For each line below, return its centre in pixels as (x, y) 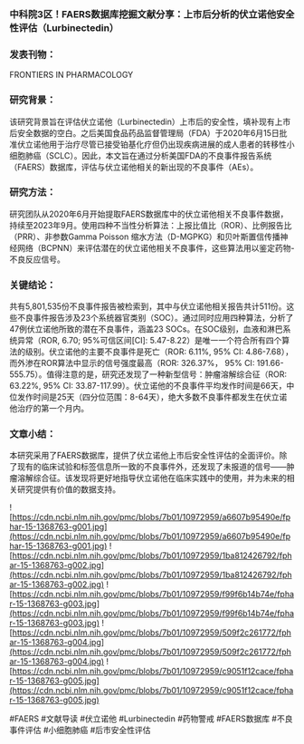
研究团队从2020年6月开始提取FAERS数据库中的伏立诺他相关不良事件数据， (149, 214)
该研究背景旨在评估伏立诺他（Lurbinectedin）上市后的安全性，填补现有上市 (150, 121)
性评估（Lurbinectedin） (64, 27)
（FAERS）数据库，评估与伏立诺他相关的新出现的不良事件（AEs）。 (134, 167)
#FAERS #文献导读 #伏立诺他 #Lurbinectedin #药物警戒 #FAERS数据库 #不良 (151, 719)
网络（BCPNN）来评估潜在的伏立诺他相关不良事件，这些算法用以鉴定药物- (156, 247)
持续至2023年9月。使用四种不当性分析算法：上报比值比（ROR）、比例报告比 (151, 225)
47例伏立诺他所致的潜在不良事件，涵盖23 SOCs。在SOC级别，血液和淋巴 (146, 329)
